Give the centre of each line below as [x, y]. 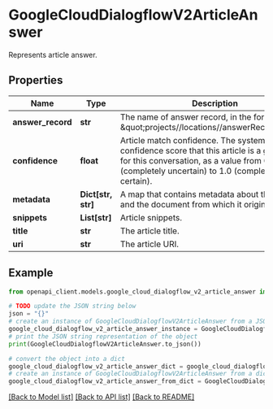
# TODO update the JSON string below [72, 307]
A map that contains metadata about [189, 194]
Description [215, 103]
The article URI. [149, 244]
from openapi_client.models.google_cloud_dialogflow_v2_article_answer [132, 292]
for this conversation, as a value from [191, 160]
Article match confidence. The [178, 140]
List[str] [96, 217]
